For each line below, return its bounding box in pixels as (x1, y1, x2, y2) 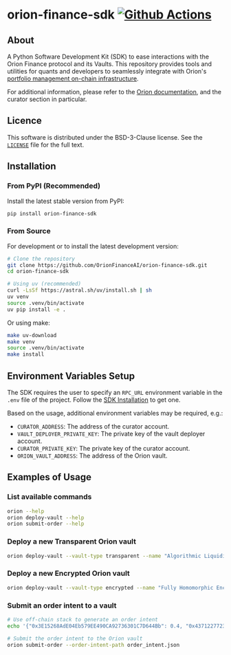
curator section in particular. (7, 95, 87, 103)
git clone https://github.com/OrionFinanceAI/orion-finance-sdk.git (7, 261, 208, 268)
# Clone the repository (7, 255, 76, 262)
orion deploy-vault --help (7, 514, 85, 521)
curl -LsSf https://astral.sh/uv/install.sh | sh (7, 287, 153, 294)
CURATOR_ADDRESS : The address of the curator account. (16, 422, 170, 430)
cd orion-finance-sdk (7, 268, 69, 275)
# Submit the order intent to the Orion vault (7, 635, 143, 642)
